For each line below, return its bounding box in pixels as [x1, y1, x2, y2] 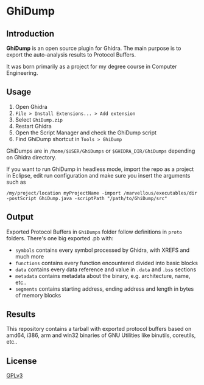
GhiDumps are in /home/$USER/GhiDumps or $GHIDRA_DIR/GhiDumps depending [6, 147, 195, 154]
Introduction [6, 29, 55, 39]
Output [6, 212, 33, 223]
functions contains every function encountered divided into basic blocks [15, 259, 198, 266]
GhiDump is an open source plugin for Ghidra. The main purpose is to [6, 44, 181, 52]
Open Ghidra [15, 103, 47, 110]
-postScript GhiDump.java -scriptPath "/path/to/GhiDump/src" [6, 195, 167, 201]
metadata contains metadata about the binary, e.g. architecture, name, [15, 272, 191, 279]
